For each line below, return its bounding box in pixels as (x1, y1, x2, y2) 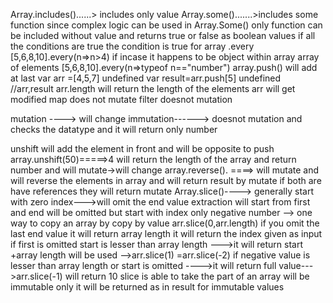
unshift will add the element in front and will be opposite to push (10, 143, 275, 154)
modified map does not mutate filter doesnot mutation (10, 94, 233, 105)
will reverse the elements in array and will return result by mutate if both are (10, 175, 322, 186)
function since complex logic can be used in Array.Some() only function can (10, 19, 323, 31)
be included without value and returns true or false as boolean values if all (10, 30, 316, 41)
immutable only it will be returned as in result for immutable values (10, 281, 285, 293)
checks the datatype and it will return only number (10, 124, 218, 135)
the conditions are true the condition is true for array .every (10, 40, 255, 52)
